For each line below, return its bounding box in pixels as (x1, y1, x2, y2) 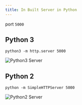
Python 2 (5, 72, 34, 80)
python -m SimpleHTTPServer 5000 (5, 85, 75, 90)
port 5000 (5, 21, 24, 27)
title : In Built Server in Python (5, 7, 77, 12)
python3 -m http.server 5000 (5, 48, 66, 54)
